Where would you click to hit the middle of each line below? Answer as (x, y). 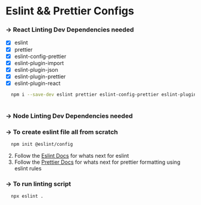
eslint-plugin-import (39, 63)
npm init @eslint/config (42, 145)
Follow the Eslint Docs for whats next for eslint (72, 156)
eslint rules (28, 169)
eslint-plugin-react (37, 83)
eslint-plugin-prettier (40, 77)
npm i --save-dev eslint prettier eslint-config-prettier (85, 94)
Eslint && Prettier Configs (70, 11)
